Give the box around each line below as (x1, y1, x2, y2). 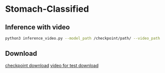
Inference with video (5, 23, 70, 31)
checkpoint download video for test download (5, 62, 99, 68)
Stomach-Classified (5, 3, 89, 15)
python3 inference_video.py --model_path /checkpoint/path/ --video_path (5, 36, 161, 41)
